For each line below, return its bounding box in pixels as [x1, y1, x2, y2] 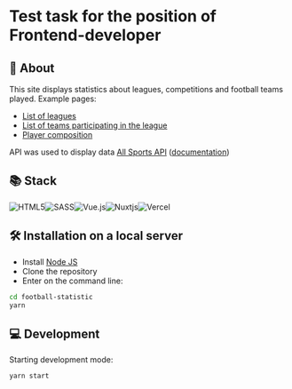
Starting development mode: [9, 354, 114, 365]
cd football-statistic [9, 292, 93, 301]
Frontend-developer [9, 25, 162, 45]
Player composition [21, 130, 93, 139]
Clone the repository [21, 266, 98, 276]
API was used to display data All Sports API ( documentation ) [9, 147, 230, 157]
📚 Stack [9, 173, 58, 188]
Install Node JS [21, 256, 78, 267]
